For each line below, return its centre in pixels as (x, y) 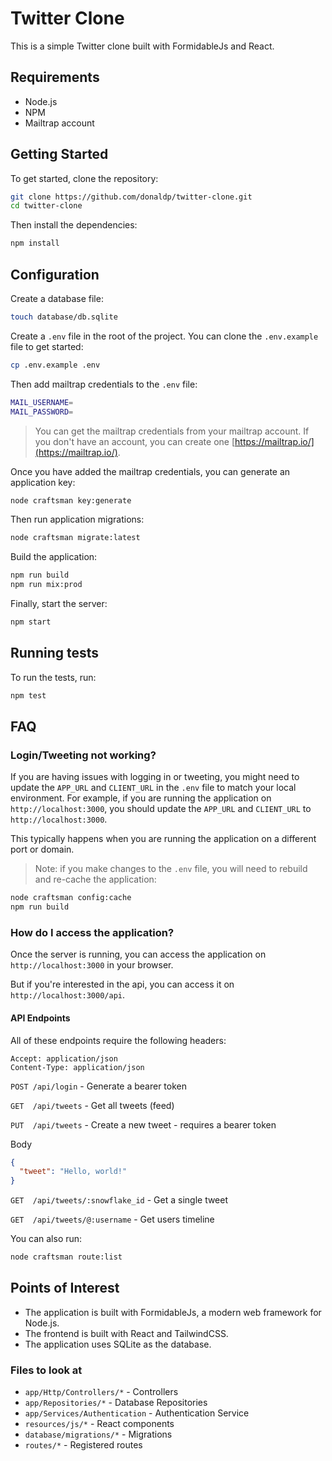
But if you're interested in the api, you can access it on (122, 984)
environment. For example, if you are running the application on (141, 798)
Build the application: (54, 557)
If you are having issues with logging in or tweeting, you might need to (155, 777)
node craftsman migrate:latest (75, 538)
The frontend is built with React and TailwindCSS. (126, 1333)
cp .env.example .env (55, 365)
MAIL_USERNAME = (42, 402)
